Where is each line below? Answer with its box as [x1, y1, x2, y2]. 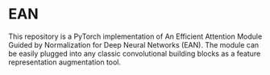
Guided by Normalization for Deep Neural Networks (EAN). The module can [8, 40, 260, 49]
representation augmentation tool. [8, 57, 122, 67]
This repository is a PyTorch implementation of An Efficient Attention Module [8, 31, 263, 41]
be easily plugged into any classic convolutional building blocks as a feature [8, 48, 261, 58]
